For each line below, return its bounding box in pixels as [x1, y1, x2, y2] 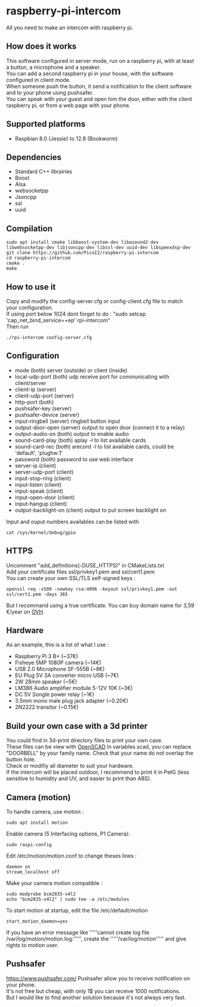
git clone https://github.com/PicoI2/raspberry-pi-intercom [6, 250, 159, 256]
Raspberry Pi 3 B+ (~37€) [14, 653, 79, 660]
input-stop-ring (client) [14, 474, 72, 482]
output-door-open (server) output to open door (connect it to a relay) [14, 423, 185, 431]
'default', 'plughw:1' [14, 449, 63, 456]
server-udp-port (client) [14, 468, 74, 475]
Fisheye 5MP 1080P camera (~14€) [14, 659, 101, 666]
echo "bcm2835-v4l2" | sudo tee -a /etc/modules [6, 896, 130, 902]
